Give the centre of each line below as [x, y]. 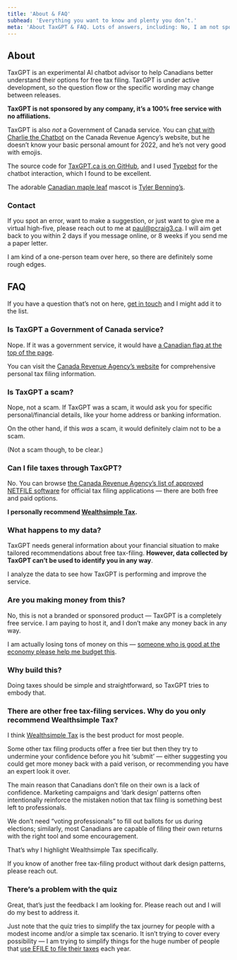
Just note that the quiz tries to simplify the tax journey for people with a [111, 926]
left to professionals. [37, 808]
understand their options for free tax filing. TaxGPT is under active [103, 80]
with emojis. [25, 152]
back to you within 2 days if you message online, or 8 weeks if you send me [117, 236]
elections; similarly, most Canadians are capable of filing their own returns [115, 829]
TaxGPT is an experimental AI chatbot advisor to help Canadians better [110, 73]
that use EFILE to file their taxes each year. [69, 948]
